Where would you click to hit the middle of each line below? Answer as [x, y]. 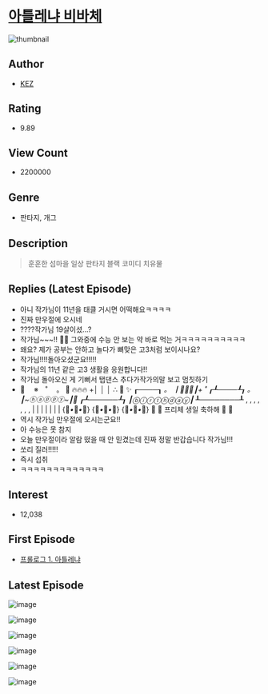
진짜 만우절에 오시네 [51, 319]
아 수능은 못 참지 [46, 429]
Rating [25, 109]
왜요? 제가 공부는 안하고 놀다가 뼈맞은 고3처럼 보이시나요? [110, 349]
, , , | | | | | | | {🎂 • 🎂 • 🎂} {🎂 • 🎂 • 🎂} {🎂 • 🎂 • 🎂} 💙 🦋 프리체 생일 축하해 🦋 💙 [126, 409]
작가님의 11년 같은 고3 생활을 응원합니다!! [84, 369]
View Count [38, 153]
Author [26, 64]
